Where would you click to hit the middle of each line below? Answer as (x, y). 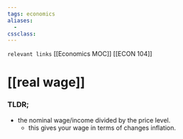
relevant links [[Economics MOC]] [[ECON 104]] (80, 54)
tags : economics (31, 14)
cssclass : (22, 34)
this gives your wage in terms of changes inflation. (102, 128)
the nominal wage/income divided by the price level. (94, 120)
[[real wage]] (46, 83)
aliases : (20, 21)
